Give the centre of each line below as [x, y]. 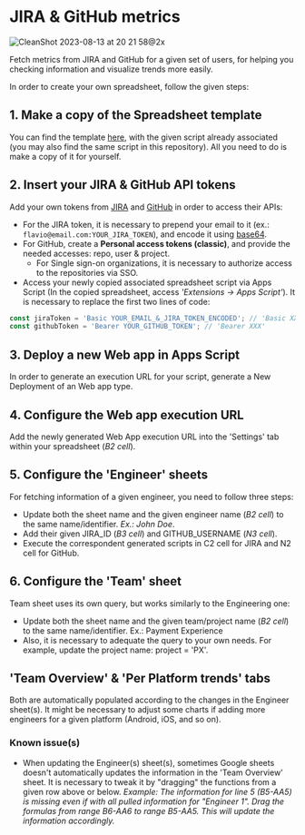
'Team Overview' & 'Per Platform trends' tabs [140, 678]
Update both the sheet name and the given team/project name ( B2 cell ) [156, 621]
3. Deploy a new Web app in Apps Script [125, 354]
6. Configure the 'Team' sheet [95, 581]
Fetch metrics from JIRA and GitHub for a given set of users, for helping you [152, 59]
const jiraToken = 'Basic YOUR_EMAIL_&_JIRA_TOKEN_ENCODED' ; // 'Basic [148, 318]
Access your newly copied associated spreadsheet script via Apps [147, 282]
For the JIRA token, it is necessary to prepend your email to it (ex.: [146, 224]
